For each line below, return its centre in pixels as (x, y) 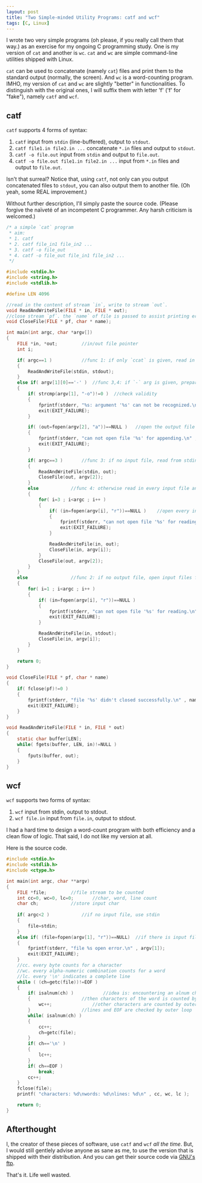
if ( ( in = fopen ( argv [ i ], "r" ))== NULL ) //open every (119, 511)
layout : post (23, 12)
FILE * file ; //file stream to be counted (81, 893)
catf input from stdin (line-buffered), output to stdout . (82, 142)
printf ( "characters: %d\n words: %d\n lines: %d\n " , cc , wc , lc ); (103, 1094)
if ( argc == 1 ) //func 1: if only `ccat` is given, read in (106, 360)
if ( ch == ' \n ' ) (47, 1044)
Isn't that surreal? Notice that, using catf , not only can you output (87, 179)
